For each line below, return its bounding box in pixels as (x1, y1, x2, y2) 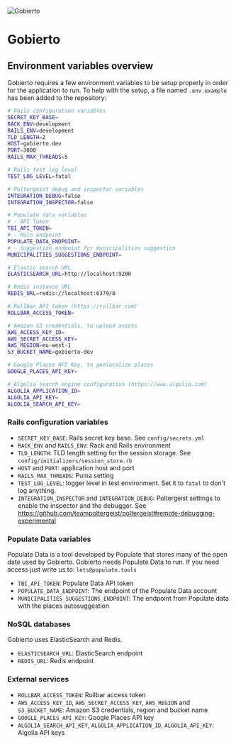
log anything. (17, 486, 57, 494)
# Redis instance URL (7, 284, 72, 291)
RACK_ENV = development (7, 121, 72, 128)
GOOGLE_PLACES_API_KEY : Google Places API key (17, 713, 154, 721)
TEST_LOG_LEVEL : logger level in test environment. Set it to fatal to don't (17, 479, 226, 487)
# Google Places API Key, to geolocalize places (7, 362, 154, 369)
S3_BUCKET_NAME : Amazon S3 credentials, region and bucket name (17, 706, 208, 714)
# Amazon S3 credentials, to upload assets (7, 322, 138, 329)
